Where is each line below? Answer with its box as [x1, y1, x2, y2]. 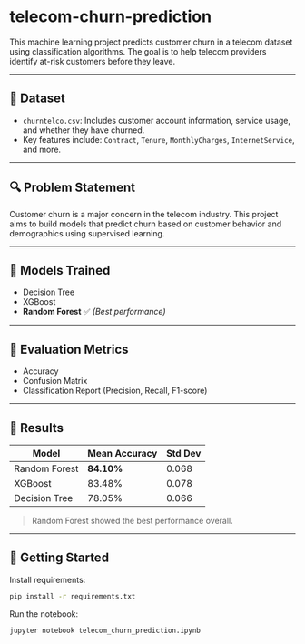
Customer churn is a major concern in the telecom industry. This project [9, 208, 279, 219]
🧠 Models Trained [9, 262, 111, 278]
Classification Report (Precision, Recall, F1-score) [22, 385, 208, 397]
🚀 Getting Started [9, 550, 110, 566]
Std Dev [166, 448, 202, 459]
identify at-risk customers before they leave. [9, 55, 176, 66]
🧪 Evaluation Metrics [9, 341, 129, 357]
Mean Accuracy [87, 448, 158, 459]
